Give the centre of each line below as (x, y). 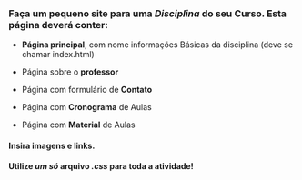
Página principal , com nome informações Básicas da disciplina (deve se (157, 45)
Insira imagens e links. (52, 145)
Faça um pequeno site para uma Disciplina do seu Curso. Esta (148, 14)
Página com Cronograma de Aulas (86, 107)
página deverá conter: (58, 25)
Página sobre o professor (70, 72)
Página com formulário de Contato (87, 90)
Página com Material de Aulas (78, 125)
